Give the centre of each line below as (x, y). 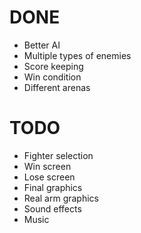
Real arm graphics (61, 198)
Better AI (42, 45)
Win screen (47, 166)
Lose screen (49, 177)
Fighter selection (58, 155)
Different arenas (57, 87)
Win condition (52, 77)
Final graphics (53, 187)
